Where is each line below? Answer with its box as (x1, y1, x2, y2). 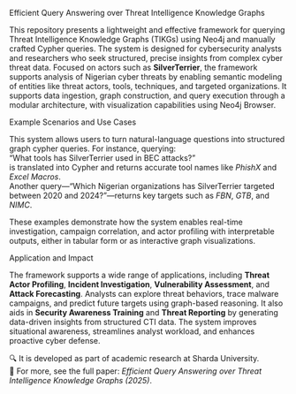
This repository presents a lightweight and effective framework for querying (9, 25, 285, 34)
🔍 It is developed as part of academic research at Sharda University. (9, 353, 260, 363)
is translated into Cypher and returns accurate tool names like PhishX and (9, 163, 277, 172)
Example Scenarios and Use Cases (9, 117, 137, 127)
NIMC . (9, 200, 33, 210)
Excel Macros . (9, 171, 62, 182)
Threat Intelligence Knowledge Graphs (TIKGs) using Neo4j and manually (9, 34, 276, 44)
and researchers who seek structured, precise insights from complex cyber (9, 53, 284, 63)
